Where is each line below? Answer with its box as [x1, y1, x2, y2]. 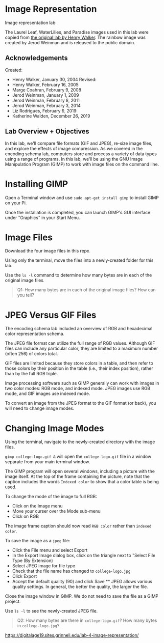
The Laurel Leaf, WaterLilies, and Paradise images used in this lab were [5, 29, 149, 35]
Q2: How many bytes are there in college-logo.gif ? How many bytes [17, 617, 157, 623]
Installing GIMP [5, 178, 69, 190]
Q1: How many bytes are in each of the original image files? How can [17, 287, 156, 293]
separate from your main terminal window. [5, 459, 91, 465]
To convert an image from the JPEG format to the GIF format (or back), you [5, 400, 157, 406]
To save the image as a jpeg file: [5, 538, 70, 544]
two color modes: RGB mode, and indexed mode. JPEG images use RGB [5, 386, 151, 391]
